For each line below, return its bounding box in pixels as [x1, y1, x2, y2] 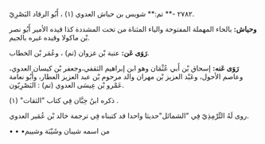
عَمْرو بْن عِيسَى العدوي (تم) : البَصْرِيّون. [9, 81, 124, 89]
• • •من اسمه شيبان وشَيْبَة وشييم [9, 127, 111, 135]
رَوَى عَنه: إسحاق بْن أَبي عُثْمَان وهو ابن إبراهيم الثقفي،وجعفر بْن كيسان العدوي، [9, 63, 240, 73]
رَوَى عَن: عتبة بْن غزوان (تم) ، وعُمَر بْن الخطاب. [9, 48, 150, 57]
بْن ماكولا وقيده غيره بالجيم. [9, 33, 90, 42]
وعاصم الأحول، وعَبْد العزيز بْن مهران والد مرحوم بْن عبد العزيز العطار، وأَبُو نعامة [9, 72, 244, 81]
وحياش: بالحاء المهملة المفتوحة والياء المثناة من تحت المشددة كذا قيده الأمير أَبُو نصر [9, 25, 257, 33]
